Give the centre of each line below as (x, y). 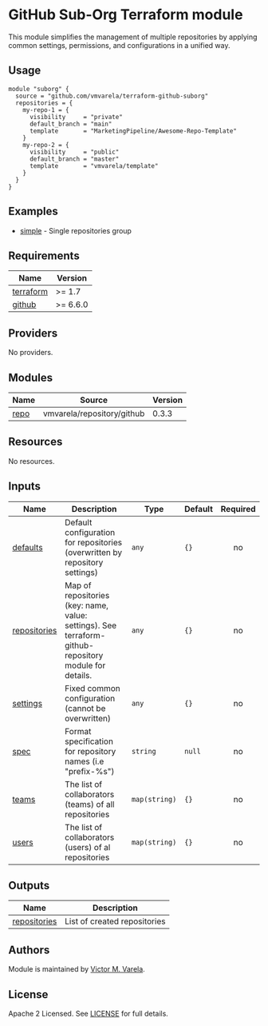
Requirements (44, 256)
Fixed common (93, 688)
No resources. (32, 461)
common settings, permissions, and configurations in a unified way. (119, 45)
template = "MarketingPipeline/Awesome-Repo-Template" (133, 131)
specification (89, 741)
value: (76, 615)
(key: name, (87, 605)
